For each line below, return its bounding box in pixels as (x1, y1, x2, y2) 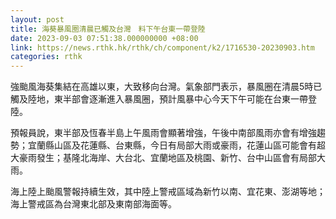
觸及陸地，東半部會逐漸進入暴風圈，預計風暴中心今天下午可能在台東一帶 (10, 93, 308, 105)
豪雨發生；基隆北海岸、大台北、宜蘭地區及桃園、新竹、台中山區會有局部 (18, 152, 317, 164)
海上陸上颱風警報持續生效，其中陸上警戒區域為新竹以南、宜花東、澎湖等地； (10, 186, 326, 198)
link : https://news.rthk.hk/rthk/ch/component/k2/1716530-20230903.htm (10, 42, 315, 53)
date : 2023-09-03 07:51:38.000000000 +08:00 (10, 33, 199, 43)
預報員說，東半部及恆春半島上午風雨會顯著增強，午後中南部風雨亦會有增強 (10, 127, 317, 139)
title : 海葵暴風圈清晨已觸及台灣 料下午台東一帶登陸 (10, 24, 206, 34)
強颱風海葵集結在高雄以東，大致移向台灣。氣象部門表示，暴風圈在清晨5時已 (10, 81, 323, 93)
